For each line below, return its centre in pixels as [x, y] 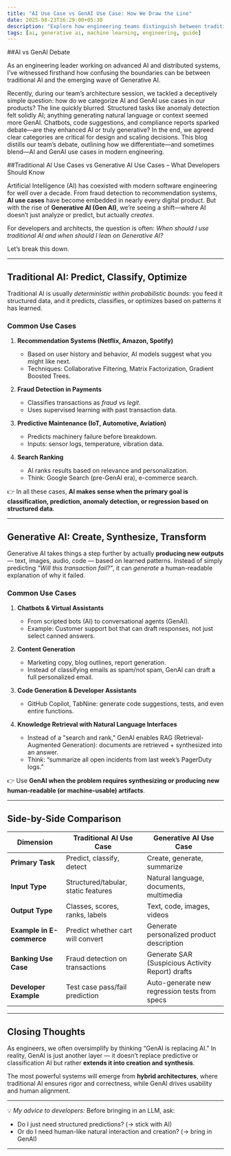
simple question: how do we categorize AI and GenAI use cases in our [106, 101]
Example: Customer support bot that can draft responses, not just [120, 629]
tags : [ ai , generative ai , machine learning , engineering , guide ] [104, 33]
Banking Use [32, 959]
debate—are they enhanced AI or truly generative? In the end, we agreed [111, 130]
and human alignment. [39, 1091]
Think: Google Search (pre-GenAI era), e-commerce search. [112, 478]
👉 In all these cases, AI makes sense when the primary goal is [98, 491]
